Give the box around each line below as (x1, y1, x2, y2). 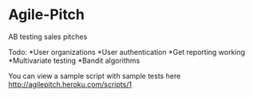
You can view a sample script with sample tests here (8, 71, 181, 80)
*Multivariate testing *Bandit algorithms (8, 56, 140, 65)
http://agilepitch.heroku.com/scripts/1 (8, 80, 132, 89)
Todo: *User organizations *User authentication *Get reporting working (8, 47, 246, 56)
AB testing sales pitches (8, 32, 88, 41)
